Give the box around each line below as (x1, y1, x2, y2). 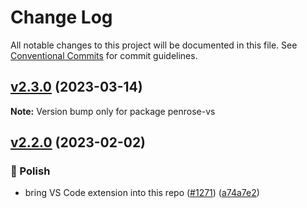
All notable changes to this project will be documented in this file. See (10, 39, 298, 51)
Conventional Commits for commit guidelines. (10, 49, 198, 61)
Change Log (10, 6, 113, 29)
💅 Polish (10, 164, 51, 178)
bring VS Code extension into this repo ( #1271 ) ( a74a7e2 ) (24, 187, 260, 199)
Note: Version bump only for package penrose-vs (10, 105, 216, 117)
